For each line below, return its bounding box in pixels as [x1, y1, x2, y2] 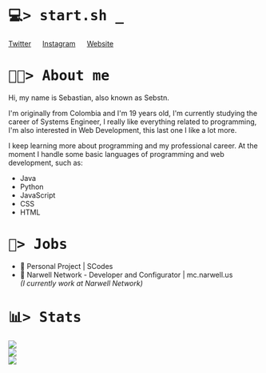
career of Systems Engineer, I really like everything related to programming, [8, 117, 257, 126]
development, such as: [8, 158, 83, 167]
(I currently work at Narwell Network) [19, 278, 144, 288]
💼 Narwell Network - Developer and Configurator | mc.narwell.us [19, 270, 233, 279]
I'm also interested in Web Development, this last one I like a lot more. [8, 125, 237, 134]
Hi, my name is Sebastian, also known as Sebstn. [8, 93, 169, 102]
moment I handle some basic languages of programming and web [8, 149, 225, 158]
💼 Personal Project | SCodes [19, 261, 113, 271]
